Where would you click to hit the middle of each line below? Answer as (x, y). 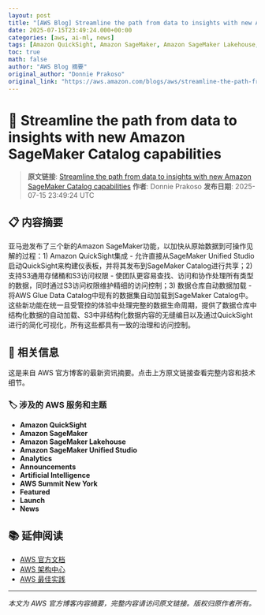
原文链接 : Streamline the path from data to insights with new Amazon (140, 177)
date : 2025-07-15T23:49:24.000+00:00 (70, 30)
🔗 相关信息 (34, 352)
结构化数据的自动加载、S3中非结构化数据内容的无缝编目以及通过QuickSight (131, 315)
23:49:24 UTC (71, 196)
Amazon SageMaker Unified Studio (78, 450)
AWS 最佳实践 (42, 580)
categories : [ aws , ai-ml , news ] (61, 37)
